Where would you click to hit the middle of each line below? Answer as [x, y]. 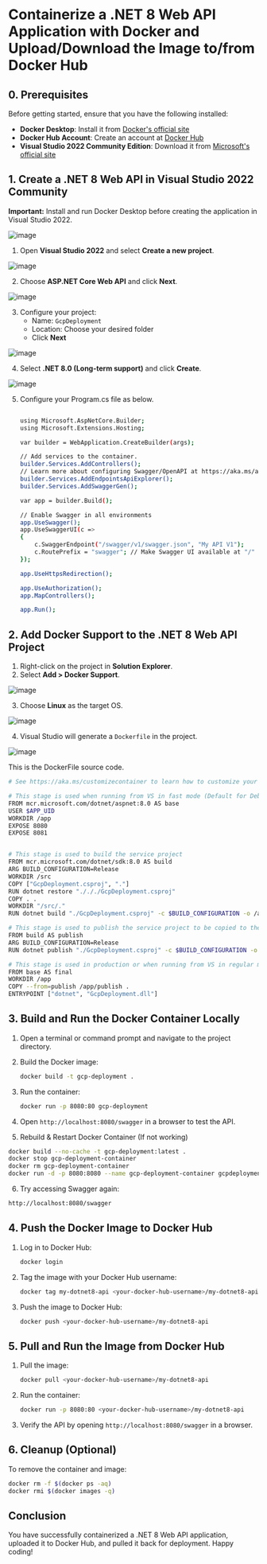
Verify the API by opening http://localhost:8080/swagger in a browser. [136, 1425]
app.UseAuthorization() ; [61, 588]
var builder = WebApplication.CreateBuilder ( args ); [107, 442]
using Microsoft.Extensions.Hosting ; [82, 428]
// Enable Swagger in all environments [86, 515]
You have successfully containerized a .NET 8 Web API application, [118, 1535]
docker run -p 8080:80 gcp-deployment [84, 1106]
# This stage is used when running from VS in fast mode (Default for [128, 796]
